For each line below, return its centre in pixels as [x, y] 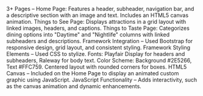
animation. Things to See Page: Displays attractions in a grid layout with [96, 22]
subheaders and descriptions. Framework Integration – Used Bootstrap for [100, 41]
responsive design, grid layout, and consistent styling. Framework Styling [98, 47]
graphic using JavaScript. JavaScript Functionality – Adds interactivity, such [102, 80]
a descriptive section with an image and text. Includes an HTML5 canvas [98, 15]
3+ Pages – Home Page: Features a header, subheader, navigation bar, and [100, 9]
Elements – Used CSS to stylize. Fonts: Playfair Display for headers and [96, 54]
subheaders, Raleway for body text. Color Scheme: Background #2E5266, [99, 60]
